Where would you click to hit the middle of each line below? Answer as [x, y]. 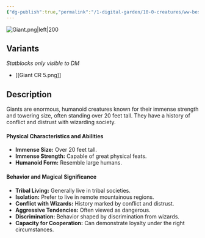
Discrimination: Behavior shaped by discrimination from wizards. [97, 216]
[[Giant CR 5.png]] [38, 75]
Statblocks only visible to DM [43, 63]
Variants [23, 49]
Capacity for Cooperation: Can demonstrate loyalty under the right [100, 223]
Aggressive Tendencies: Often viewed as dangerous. [83, 210]
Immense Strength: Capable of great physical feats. [81, 156]
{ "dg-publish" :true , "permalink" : [49, 12]
